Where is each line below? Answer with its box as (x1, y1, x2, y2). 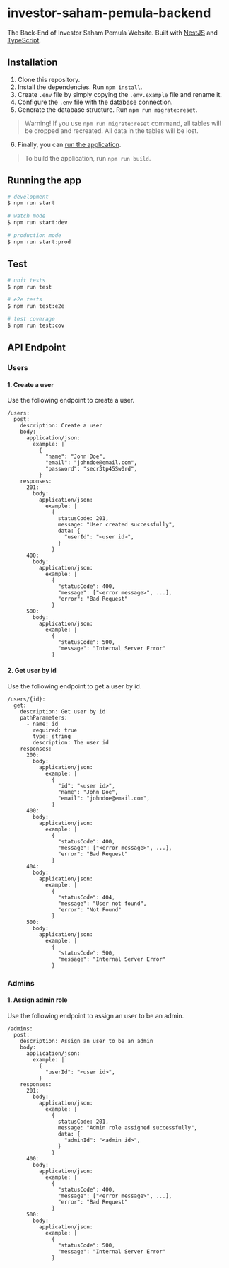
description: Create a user (20, 422, 102, 430)
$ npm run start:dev (7, 219, 69, 226)
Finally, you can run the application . (17, 140, 122, 149)
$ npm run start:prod (7, 238, 71, 246)
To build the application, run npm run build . (24, 154, 151, 162)
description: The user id (33, 739, 110, 746)
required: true (33, 727, 78, 734)
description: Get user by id (20, 708, 106, 715)
